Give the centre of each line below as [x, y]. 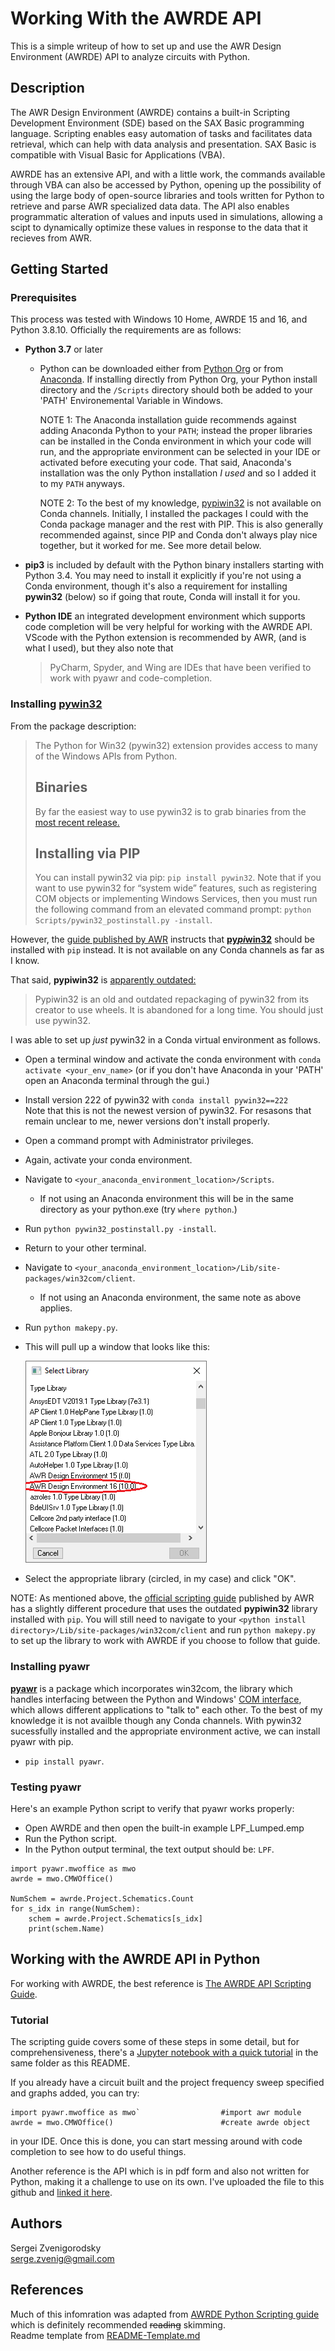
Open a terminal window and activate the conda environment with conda [173, 1059]
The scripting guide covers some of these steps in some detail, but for [155, 2042]
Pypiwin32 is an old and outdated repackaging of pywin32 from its [172, 999]
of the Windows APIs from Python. [106, 756]
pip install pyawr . [64, 1761]
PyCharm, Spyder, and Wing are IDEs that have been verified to [180, 668]
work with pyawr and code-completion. [131, 678]
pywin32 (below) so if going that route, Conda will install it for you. [162, 597]
